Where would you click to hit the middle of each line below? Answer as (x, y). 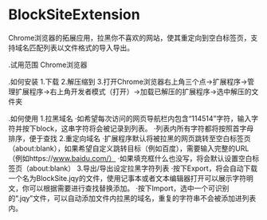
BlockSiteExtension (75, 15)
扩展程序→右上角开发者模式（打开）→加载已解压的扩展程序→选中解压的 (133, 91)
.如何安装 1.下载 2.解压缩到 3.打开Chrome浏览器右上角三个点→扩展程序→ (128, 81)
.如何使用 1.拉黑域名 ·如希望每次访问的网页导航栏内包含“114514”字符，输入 (130, 118)
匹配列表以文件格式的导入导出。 (81, 47)
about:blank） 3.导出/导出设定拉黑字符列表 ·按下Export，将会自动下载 (143, 168)
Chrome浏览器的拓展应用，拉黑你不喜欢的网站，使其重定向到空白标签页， (130, 37)
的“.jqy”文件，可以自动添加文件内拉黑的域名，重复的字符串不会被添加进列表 (132, 198)
